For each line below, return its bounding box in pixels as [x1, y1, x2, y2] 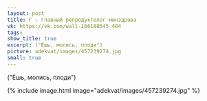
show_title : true [7, 35, 57, 42]
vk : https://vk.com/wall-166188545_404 [7, 23, 122, 29]
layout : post [7, 10, 45, 17]
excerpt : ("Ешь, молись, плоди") [7, 42, 103, 48]
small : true [7, 55, 41, 61]
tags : [7, 29, 23, 36]
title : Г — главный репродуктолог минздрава [7, 16, 137, 23]
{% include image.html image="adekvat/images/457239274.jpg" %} [7, 86, 201, 94]
